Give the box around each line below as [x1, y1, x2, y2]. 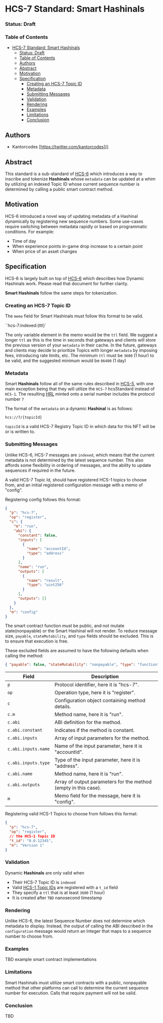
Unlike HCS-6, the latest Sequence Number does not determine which [5, 918, 146, 924]
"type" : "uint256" [26, 582, 64, 588]
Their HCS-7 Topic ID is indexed [12, 879, 76, 885]
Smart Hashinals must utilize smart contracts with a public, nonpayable [5, 979, 147, 986]
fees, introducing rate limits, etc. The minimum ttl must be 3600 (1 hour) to [5, 352, 154, 358]
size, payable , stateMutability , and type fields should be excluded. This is [5, 633, 154, 639]
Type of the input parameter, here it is [54, 757, 141, 763]
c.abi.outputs [7, 782, 40, 788]
